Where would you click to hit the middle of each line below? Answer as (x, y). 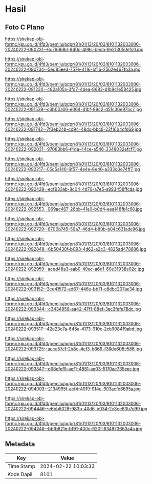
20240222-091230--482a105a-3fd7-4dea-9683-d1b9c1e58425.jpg (73, 89)
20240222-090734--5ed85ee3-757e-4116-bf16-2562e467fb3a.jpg (73, 69)
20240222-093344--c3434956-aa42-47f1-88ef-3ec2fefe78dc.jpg (73, 309)
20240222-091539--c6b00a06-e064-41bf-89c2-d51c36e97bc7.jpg (74, 109)
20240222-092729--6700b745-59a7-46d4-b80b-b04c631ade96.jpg (75, 229)
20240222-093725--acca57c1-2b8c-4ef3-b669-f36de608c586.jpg (74, 349)
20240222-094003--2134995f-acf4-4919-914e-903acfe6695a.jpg (73, 389)
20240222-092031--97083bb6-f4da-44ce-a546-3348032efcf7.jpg (74, 149)
